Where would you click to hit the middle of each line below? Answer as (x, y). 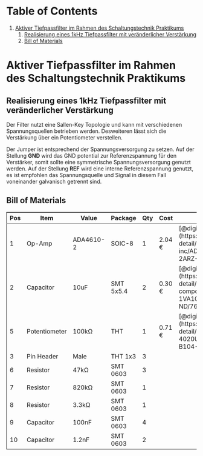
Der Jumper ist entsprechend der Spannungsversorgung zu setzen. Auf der (100, 149)
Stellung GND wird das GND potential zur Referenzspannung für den (92, 155)
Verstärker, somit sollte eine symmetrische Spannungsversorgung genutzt (99, 162)
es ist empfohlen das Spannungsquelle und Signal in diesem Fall (86, 175)
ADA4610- (89, 240)
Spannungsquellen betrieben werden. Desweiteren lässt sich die (86, 131)
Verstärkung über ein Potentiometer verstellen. (64, 137)
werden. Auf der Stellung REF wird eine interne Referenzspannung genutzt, (100, 169)
